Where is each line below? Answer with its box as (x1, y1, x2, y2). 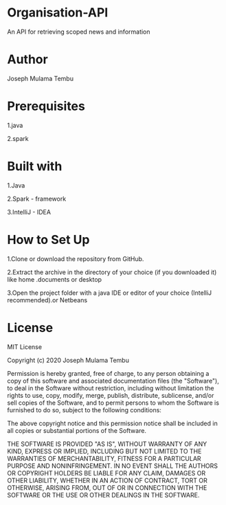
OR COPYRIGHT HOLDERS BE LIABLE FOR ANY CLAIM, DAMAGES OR (7, 469, 206, 477)
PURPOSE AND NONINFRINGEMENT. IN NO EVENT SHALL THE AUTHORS (7, 462, 218, 470)
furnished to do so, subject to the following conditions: (7, 405, 161, 414)
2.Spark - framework (7, 194, 67, 203)
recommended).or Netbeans (7, 295, 88, 304)
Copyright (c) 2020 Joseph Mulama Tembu (7, 356, 129, 364)
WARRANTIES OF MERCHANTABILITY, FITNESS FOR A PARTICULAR (7, 454, 201, 462)
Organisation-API (7, 5, 109, 21)
